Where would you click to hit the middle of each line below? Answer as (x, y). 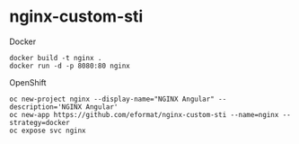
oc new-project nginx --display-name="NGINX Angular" (112, 99)
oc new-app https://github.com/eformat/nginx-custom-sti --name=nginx (144, 114)
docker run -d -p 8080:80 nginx (70, 66)
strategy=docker (40, 122)
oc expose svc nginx (48, 130)
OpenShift (28, 82)
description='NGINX (46, 107)
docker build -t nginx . (56, 58)
